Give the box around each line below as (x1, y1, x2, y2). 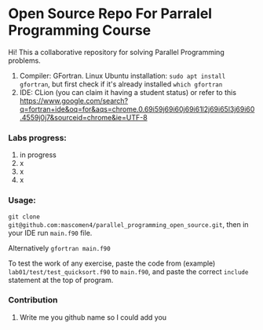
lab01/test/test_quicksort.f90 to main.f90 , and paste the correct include (8, 266, 249, 276)
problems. (8, 56, 41, 65)
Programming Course (8, 21, 152, 39)
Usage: (8, 195, 37, 206)
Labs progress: (8, 132, 67, 143)
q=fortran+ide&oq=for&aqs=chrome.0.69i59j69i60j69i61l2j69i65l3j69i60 (19, 104, 255, 114)
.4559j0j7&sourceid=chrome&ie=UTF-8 (19, 112, 148, 122)
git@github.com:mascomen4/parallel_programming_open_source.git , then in (8, 219, 249, 229)
